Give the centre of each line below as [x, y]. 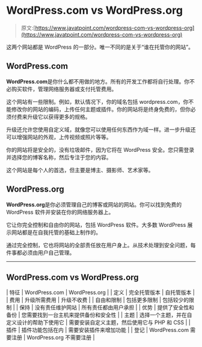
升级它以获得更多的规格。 [59, 116]
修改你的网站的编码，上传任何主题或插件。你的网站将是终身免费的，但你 [101, 109]
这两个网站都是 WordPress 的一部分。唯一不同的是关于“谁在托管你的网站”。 [100, 47]
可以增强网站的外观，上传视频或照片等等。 [59, 137]
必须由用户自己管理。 [48, 252]
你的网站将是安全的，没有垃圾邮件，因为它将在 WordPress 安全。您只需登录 [100, 149]
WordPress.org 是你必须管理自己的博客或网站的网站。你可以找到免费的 [94, 204]
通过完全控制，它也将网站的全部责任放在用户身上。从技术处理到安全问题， [98, 245]
